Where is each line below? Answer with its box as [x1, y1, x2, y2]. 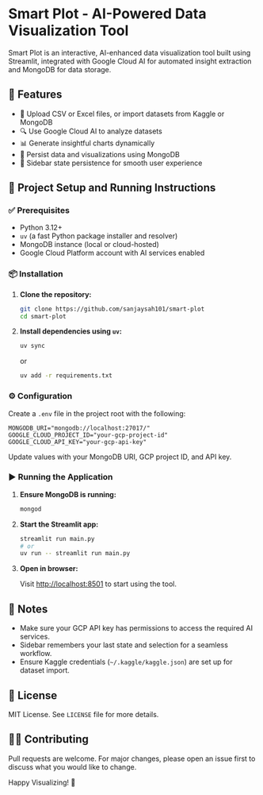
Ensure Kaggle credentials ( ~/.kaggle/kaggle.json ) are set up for [19, 657, 233, 667]
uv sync [19, 342, 45, 350]
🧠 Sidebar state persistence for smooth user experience [19, 158, 203, 168]
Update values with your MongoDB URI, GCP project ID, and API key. [8, 452, 232, 461]
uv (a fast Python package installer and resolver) [19, 231, 178, 241]
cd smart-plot [19, 312, 67, 320]
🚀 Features [8, 88, 63, 102]
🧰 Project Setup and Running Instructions [8, 181, 216, 195]
